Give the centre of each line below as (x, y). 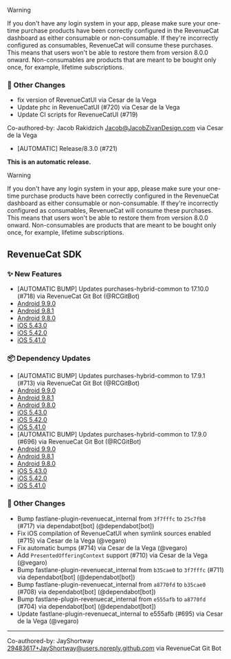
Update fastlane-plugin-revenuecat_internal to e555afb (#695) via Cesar (120, 614)
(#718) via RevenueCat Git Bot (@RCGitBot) (78, 296)
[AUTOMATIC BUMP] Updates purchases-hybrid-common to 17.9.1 (111, 376)
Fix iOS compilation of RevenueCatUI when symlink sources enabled (114, 533)
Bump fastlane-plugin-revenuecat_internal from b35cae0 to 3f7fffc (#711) (121, 569)
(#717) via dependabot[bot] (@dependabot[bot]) (86, 525)
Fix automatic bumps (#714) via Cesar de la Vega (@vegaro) (102, 547)
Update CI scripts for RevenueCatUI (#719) (77, 115)
